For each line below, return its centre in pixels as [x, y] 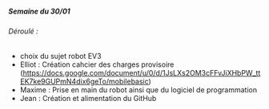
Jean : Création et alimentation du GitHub [88, 98]
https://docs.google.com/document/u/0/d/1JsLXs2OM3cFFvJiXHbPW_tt [142, 72]
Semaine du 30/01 [39, 11]
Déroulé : [23, 31]
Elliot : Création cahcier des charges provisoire [97, 64]
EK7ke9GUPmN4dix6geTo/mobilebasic [84, 81]
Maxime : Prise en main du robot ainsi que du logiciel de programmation [139, 90]
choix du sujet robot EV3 [60, 56]
